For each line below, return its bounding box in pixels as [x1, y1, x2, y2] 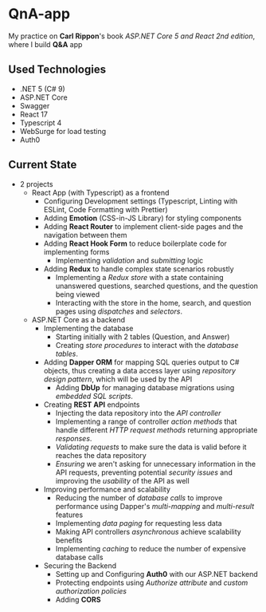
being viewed [55, 289, 100, 299]
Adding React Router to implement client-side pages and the [43, 221, 244, 231]
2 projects [19, 179, 53, 188]
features [55, 510, 84, 519]
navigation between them [43, 230, 127, 239]
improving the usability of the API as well [55, 476, 190, 485]
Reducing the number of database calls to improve [55, 492, 223, 503]
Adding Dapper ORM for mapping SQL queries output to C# [43, 357, 240, 367]
